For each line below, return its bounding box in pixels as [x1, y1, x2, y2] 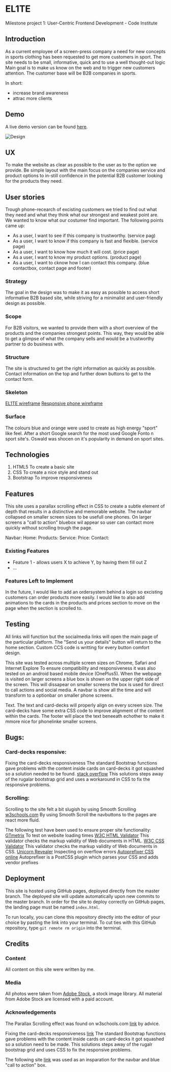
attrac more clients [12, 95, 52, 101]
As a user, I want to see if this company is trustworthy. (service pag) [12, 233, 156, 239]
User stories [5, 192, 45, 202]
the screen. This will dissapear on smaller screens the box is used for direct [5, 681, 164, 687]
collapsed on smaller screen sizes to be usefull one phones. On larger [5, 514, 152, 520]
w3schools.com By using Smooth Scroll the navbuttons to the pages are [5, 811, 157, 817]
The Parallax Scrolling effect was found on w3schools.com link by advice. [5, 1020, 160, 1027]
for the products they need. [5, 178, 63, 184]
